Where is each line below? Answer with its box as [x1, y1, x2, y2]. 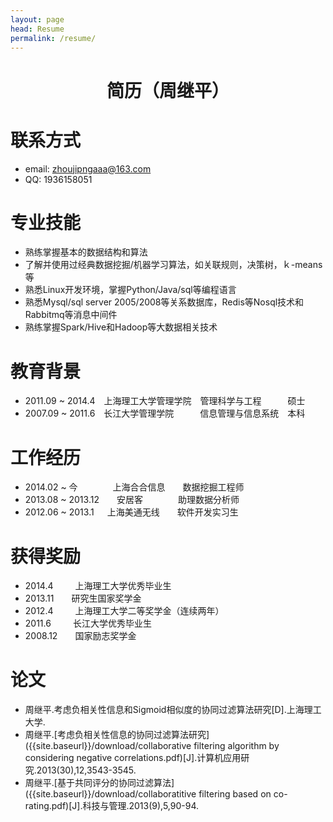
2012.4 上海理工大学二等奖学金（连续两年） [24, 605, 225, 617]
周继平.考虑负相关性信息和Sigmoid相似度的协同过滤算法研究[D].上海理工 [24, 704, 322, 716]
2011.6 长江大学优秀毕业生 [24, 617, 152, 630]
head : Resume [10, 24, 65, 34]
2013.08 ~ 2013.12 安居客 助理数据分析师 [24, 494, 240, 506]
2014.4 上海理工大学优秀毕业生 [24, 580, 172, 592]
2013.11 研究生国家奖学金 [24, 592, 142, 605]
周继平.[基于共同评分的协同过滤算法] [24, 777, 175, 789]
